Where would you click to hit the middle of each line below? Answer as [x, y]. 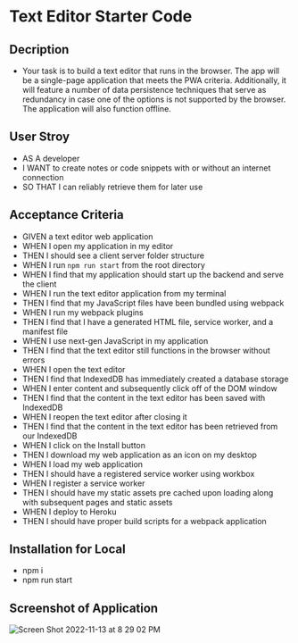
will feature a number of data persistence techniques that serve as [144, 90]
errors [33, 360]
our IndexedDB [50, 436]
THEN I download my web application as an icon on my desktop [139, 455]
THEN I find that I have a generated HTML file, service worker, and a [148, 321]
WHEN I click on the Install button [83, 445]
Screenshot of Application [84, 608]
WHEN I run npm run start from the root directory [113, 264]
